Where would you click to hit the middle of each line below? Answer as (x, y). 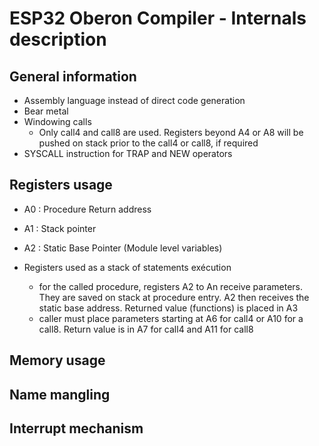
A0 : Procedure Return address (87, 209)
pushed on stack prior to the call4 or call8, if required (148, 143)
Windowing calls (57, 121)
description (58, 39)
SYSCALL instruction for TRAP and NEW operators (128, 153)
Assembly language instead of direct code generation (134, 100)
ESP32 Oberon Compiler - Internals (158, 18)
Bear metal (46, 111)
